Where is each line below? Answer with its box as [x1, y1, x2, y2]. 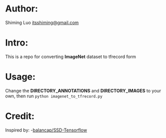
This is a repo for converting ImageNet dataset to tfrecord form [5, 53, 136, 59]
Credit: [5, 110, 35, 121]
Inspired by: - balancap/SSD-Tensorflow [5, 127, 87, 133]
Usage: [5, 71, 36, 82]
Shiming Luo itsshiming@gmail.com [5, 19, 79, 25]
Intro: [5, 37, 29, 48]
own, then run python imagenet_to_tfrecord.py [5, 93, 103, 99]
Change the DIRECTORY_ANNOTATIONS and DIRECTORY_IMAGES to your [5, 87, 161, 93]
